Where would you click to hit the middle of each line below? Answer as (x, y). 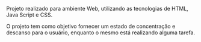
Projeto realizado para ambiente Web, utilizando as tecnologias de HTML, (97, 9)
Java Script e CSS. (29, 15)
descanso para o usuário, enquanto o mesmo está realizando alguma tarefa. (101, 33)
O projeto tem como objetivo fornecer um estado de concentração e (91, 26)
